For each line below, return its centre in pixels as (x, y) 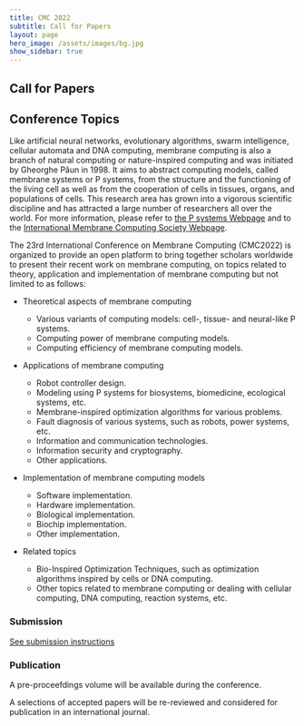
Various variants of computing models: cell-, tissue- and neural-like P (166, 319)
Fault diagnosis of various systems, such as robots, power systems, (163, 422)
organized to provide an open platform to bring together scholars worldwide (151, 255)
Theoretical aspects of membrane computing (107, 301)
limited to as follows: (48, 284)
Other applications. (72, 460)
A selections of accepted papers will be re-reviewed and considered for (144, 702)
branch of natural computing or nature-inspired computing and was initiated (152, 161)
